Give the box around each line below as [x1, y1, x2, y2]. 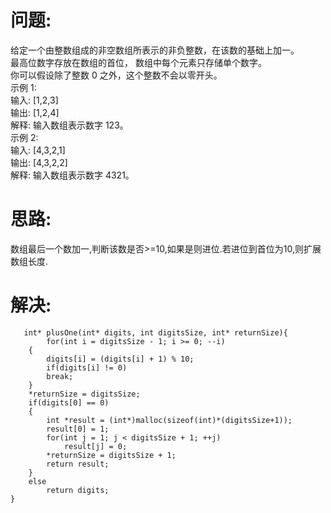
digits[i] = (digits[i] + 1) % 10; [46, 354, 195, 364]
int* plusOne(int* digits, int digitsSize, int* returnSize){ [23, 327, 288, 338]
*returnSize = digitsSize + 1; [46, 450, 177, 460]
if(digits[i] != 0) [46, 362, 128, 373]
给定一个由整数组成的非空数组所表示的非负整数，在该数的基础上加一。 [10, 44, 300, 56]
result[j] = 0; [63, 441, 128, 451]
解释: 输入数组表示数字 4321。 [10, 169, 135, 181]
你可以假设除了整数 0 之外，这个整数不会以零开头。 [10, 69, 223, 81]
